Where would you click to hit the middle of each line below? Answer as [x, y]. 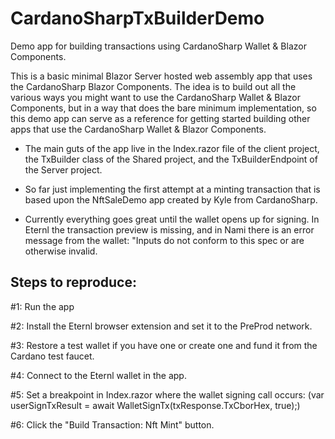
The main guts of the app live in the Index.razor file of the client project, [172, 148]
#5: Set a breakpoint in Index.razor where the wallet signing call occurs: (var [167, 394]
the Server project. [63, 169]
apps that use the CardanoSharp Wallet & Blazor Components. [138, 129]
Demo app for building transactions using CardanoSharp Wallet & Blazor [158, 46]
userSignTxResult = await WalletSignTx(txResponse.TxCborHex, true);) [155, 405]
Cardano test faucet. [52, 356]
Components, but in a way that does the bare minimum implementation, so [163, 108]
